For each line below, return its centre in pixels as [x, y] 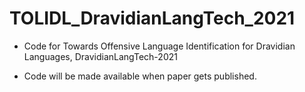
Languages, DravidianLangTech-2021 [100, 56]
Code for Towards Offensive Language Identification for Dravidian [159, 46]
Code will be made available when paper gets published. [140, 76]
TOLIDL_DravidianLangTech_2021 [152, 18]
